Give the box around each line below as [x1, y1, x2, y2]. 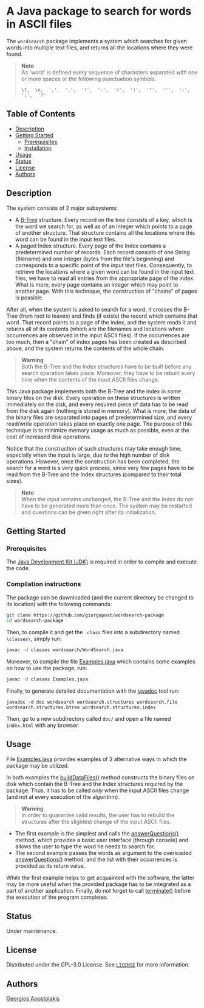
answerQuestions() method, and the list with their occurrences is [15, 856, 178, 863]
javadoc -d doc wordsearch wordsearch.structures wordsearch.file [6, 699, 178, 706]
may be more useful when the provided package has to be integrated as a [6, 880, 191, 888]
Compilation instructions [6, 580, 81, 588]
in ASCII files [6, 17, 72, 31]
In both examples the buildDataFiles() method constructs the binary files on [6, 773, 195, 781]
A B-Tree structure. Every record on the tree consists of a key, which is [15, 216, 192, 223]
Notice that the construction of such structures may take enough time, [6, 445, 182, 452]
